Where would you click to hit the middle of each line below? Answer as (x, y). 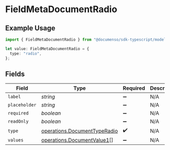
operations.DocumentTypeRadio (79, 131)
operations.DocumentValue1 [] (77, 140)
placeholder (22, 105)
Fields (15, 74)
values (16, 140)
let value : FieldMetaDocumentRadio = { (47, 49)
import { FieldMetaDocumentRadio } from (49, 40)
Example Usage (30, 28)
